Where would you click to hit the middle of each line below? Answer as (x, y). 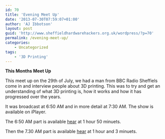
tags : (11, 52)
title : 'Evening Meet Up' (32, 15)
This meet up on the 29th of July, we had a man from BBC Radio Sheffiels (81, 81)
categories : (18, 43)
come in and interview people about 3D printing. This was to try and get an (83, 86)
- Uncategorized (31, 47)
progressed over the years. (33, 97)
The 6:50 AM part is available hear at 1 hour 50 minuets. (63, 122)
